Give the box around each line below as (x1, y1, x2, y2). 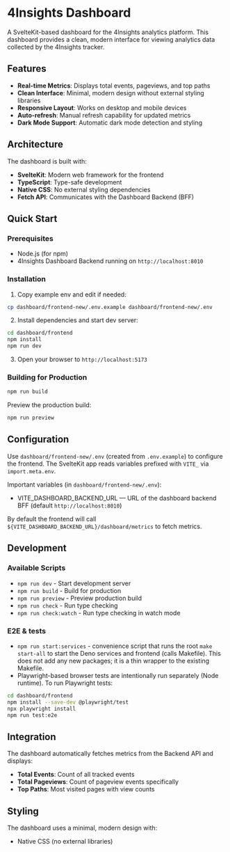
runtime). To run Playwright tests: (17, 679, 113, 687)
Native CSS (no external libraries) (17, 837, 113, 846)
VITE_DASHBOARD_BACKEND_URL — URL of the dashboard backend (17, 494, 217, 502)
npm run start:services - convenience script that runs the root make (17, 642, 213, 650)
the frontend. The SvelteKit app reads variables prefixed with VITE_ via (7, 459, 209, 468)
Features (7, 63, 47, 74)
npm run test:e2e (7, 711, 58, 718)
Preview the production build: (7, 401, 92, 409)
